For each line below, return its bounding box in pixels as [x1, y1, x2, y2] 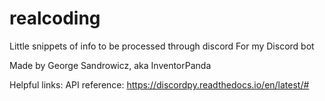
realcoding [9, 7, 101, 30]
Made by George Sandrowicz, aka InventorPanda [9, 59, 212, 71]
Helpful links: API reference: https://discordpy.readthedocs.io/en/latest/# [9, 78, 310, 91]
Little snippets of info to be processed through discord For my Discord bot [9, 40, 315, 52]
